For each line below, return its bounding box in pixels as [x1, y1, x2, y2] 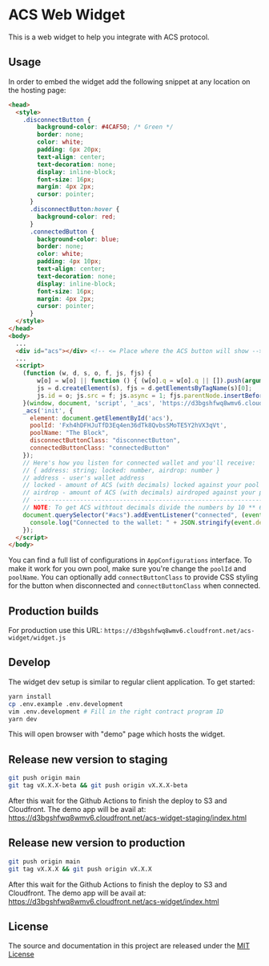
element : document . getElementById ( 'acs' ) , [29, 414, 174, 422]
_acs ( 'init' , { [22, 407, 74, 415]
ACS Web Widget [8, 6, 126, 24]
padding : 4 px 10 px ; [37, 258, 102, 266]
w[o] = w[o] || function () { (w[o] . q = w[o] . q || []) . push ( [37, 377, 246, 385]
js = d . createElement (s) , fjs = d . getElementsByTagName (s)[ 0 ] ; [37, 384, 252, 392]
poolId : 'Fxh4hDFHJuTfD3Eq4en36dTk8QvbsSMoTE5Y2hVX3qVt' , [29, 421, 227, 430]
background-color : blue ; [37, 235, 120, 243]
